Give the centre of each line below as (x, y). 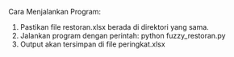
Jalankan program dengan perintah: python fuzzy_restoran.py (123, 36)
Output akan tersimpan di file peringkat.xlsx (92, 44)
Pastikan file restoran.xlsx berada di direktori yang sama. (115, 27)
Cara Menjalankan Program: (55, 12)
